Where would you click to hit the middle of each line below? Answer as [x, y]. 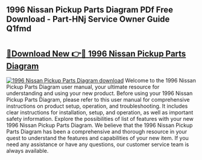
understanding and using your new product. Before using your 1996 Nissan [99, 93]
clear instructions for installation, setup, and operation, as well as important [100, 112]
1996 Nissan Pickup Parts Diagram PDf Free [90, 10]
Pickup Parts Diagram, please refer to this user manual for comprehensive [98, 100]
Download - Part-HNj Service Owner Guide [88, 20]
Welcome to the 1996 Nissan [160, 80]
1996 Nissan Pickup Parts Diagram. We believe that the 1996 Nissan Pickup [99, 125]
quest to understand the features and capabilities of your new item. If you [97, 138]
